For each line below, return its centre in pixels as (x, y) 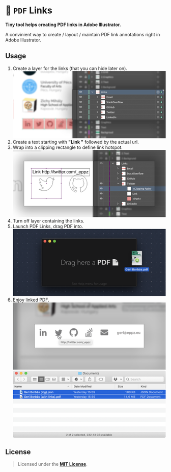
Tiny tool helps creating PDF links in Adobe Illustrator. (63, 25)
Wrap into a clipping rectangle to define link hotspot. (68, 147)
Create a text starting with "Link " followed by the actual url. (76, 142)
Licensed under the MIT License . (52, 464)
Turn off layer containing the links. (49, 221)
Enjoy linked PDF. (31, 300)
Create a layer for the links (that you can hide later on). (70, 68)
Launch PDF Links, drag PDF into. (48, 226)
